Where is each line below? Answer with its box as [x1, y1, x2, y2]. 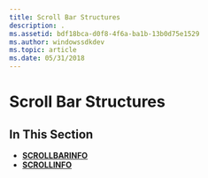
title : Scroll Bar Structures [9, 12, 121, 22]
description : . [9, 21, 65, 30]
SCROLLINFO [21, 159, 73, 170]
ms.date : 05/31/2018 [9, 54, 86, 63]
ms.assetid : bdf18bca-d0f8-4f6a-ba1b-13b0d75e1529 [9, 29, 200, 38]
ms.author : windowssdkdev [9, 37, 104, 47]
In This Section [9, 127, 94, 142]
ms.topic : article [9, 46, 77, 55]
